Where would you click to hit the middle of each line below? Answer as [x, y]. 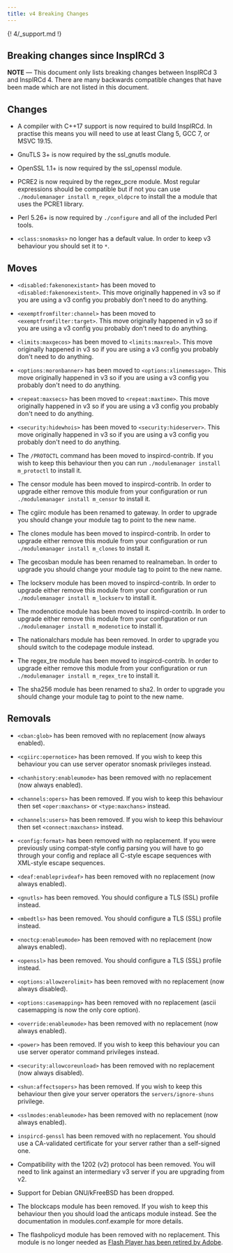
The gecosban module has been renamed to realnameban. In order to [117, 562]
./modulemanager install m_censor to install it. [84, 499]
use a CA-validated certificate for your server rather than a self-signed [119, 1143]
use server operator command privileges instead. [88, 1051]
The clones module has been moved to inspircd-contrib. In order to [114, 533]
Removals [29, 719]
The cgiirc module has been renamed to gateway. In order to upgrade [117, 512]
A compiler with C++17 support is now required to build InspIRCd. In [115, 126]
